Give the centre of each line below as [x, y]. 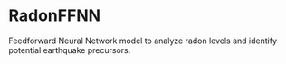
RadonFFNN [55, 16]
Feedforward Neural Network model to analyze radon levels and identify [143, 41]
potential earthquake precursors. [70, 50]
